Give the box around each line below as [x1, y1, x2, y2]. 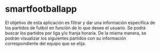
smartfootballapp [5, 3, 77, 15]
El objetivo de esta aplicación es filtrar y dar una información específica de [5, 20, 155, 25]
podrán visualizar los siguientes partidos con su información [5, 35, 126, 41]
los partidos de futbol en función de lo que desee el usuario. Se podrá [5, 25, 146, 30]
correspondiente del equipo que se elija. [5, 40, 86, 46]
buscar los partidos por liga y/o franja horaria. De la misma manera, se [5, 30, 146, 36]
